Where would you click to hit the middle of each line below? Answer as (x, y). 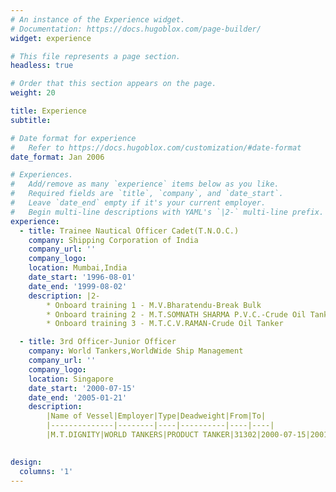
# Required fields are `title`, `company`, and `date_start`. (147, 194)
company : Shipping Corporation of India (113, 240)
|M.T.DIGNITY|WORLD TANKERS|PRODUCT (122, 435)
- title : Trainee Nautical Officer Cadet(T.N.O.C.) (129, 231)
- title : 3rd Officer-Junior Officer (98, 342)
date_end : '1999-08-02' (78, 286)
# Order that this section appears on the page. (113, 84)
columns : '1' (46, 471)
